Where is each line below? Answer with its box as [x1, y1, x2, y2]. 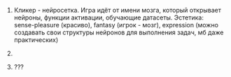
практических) [13, 36, 59, 44]
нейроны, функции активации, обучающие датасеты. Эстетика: [13, 13, 204, 22]
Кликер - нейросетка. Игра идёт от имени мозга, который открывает [13, 6, 222, 14]
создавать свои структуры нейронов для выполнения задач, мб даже [13, 28, 224, 36]
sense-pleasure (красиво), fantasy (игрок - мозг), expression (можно [13, 21, 219, 29]
